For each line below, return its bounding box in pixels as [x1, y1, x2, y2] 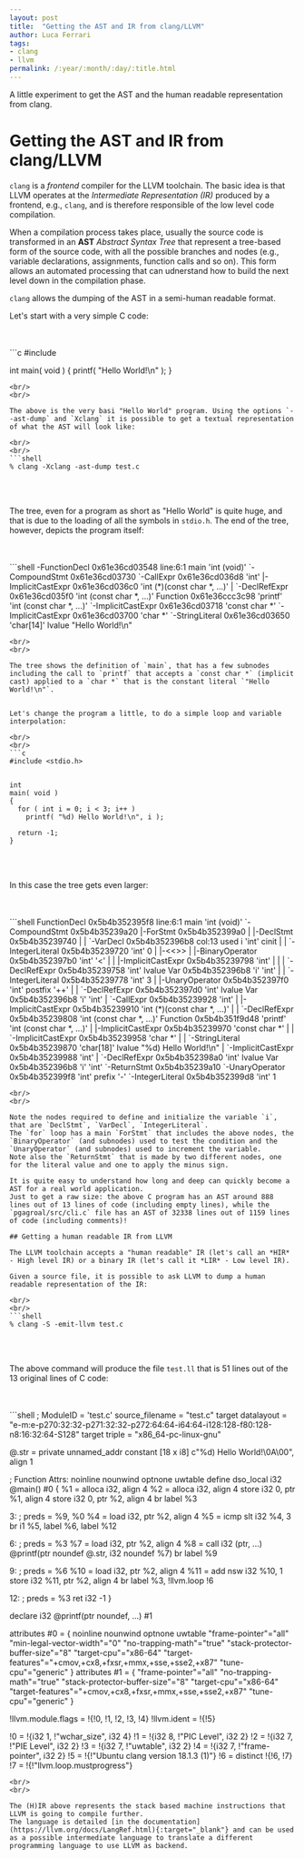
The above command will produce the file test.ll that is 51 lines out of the [9, 1362, 289, 1374]
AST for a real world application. [9, 1184, 144, 1193]
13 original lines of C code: [9, 1372, 109, 1383]
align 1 [9, 1456, 34, 1467]
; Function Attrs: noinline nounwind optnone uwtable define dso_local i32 [9, 1473, 283, 1484]
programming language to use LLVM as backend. [9, 1841, 189, 1850]
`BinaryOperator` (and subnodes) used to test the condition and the [9, 1137, 279, 1146]
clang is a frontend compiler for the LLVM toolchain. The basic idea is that [9, 179, 286, 191]
